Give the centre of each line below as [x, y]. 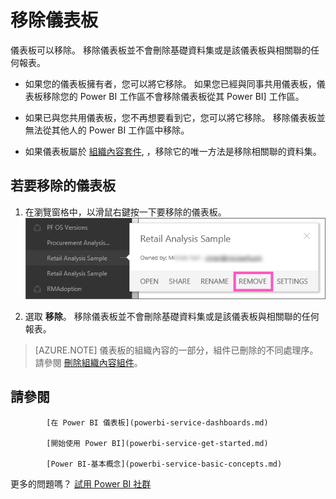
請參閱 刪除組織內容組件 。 [88, 363]
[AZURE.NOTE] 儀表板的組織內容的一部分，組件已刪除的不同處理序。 [176, 350]
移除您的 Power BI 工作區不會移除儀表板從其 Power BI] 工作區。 [173, 96]
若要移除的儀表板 [63, 186]
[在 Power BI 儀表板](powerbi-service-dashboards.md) [157, 422]
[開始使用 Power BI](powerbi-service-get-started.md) [157, 443]
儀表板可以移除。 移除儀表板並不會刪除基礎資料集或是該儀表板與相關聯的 [160, 50]
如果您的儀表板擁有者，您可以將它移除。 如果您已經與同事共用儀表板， [170, 83]
